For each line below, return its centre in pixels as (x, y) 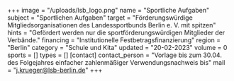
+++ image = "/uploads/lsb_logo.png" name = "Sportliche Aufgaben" (108, 10)
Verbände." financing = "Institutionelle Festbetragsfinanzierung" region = (114, 40)
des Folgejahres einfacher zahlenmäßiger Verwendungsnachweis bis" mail (116, 62)
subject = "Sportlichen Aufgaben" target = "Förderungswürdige (100, 18)
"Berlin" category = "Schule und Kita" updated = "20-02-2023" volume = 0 (117, 48)
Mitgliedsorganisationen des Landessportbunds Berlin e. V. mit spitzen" (112, 25)
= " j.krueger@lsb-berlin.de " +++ (55, 70)
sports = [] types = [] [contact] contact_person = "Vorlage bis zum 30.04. (115, 55)
